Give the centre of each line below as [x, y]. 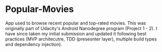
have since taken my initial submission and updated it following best [76, 33]
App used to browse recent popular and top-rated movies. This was [76, 23]
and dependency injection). [34, 44]
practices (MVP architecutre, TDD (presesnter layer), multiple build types [81, 39]
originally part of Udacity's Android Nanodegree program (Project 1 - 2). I [81, 28]
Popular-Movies [40, 9]
